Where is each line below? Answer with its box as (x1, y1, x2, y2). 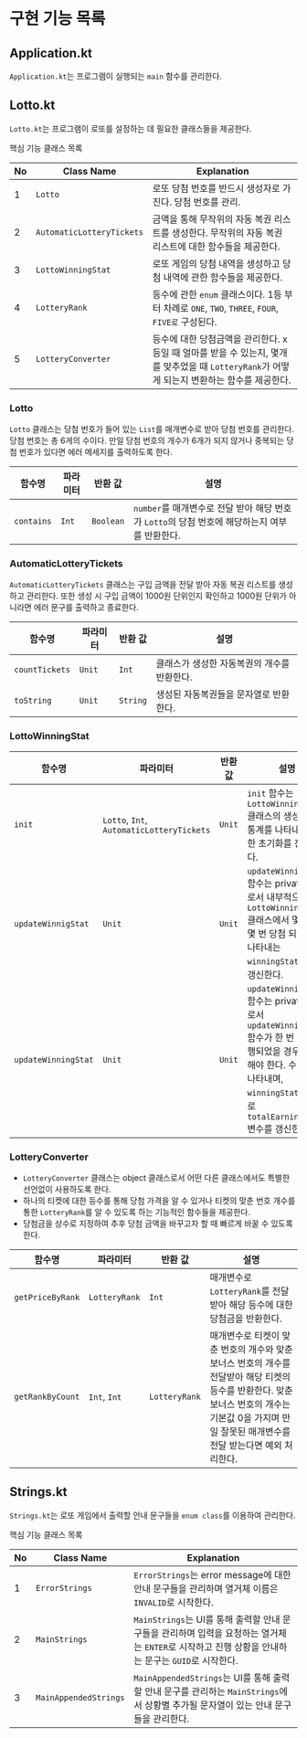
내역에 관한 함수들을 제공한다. (163, 270, 283, 283)
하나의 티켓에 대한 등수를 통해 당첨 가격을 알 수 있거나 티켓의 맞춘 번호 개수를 (22, 1195, 296, 1206)
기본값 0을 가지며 (209, 1412, 281, 1424)
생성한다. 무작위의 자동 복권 (172, 226, 283, 238)
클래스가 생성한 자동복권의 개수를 (155, 657, 291, 670)
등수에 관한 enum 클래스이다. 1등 (152, 288, 282, 301)
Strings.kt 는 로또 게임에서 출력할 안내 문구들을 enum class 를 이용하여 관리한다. (9, 1510, 296, 1521)
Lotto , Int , (102, 813, 148, 826)
